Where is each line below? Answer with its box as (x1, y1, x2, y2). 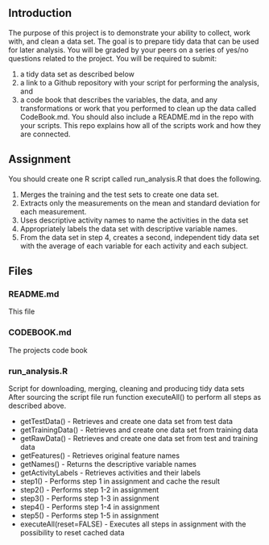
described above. (8, 401, 67, 410)
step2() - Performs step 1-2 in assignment (19, 485, 159, 494)
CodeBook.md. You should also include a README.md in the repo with (19, 112, 255, 122)
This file (8, 306, 35, 317)
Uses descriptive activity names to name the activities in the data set (19, 215, 249, 225)
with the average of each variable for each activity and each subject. (19, 241, 248, 251)
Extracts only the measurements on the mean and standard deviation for (19, 198, 260, 208)
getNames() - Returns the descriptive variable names (19, 459, 197, 468)
